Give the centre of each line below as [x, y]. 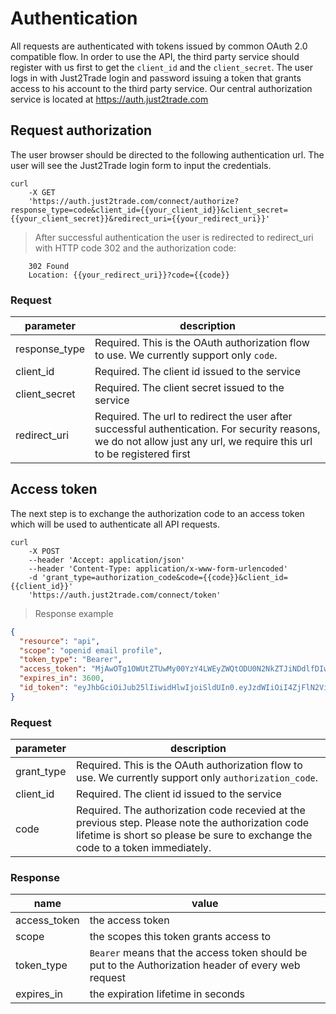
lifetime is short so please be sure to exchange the [194, 835]
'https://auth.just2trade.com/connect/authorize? [134, 201]
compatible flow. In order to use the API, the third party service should [155, 56]
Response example [74, 613]
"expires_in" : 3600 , [62, 678]
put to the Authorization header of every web [195, 965]
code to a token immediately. [144, 848]
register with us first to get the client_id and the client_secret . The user [161, 67]
